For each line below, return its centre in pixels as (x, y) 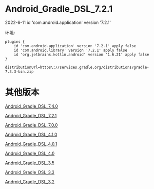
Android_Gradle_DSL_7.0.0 (31, 125)
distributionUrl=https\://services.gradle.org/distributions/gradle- (77, 67)
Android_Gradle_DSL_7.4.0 (31, 106)
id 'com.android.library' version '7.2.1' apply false (71, 50)
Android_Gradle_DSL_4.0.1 (31, 144)
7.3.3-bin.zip (19, 72)
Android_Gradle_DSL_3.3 (30, 172)
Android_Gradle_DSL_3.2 (30, 182)
